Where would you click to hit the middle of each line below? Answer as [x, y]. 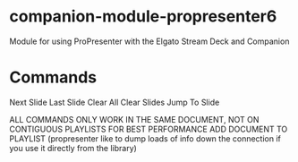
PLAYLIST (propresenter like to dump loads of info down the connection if [145, 138]
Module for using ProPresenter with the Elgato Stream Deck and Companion [149, 41]
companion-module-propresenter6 [143, 17]
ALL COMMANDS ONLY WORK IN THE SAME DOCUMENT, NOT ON [134, 119]
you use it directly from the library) [73, 148]
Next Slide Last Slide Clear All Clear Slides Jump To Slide [115, 102]
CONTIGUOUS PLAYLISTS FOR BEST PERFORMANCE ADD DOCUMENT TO [149, 129]
